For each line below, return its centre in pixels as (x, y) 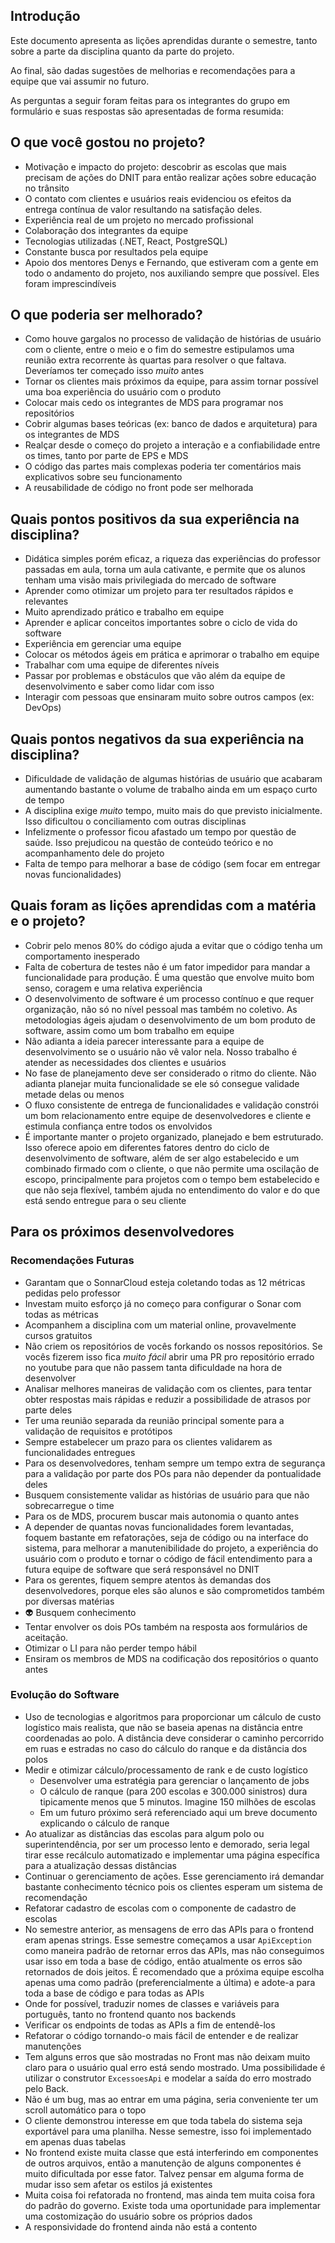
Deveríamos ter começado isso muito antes (114, 371)
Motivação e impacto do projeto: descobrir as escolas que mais (155, 166)
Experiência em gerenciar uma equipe (103, 644)
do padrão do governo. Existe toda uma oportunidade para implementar (173, 2205)
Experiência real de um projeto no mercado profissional (139, 220)
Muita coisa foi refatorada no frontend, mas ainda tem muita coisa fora (170, 2195)
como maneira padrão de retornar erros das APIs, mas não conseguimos (174, 1950)
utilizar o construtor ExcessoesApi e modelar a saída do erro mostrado (168, 2078)
